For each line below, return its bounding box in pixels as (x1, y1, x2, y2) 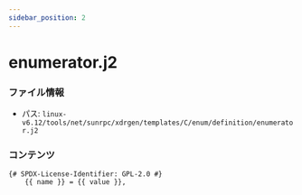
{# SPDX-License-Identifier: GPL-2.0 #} (8, 170, 164, 179)
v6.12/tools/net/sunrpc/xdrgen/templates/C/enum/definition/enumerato (21, 118, 294, 127)
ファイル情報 (8, 86, 65, 98)
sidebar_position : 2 (8, 13, 87, 23)
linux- (42, 110, 67, 119)
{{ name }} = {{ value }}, (24, 178, 127, 187)
